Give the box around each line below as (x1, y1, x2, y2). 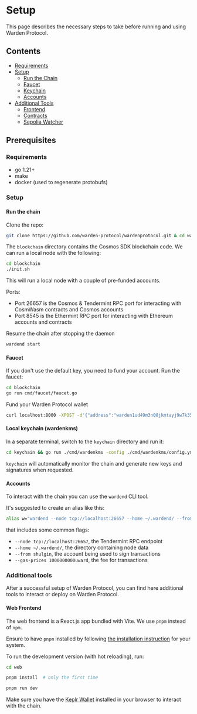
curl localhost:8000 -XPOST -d (6, 413, 83, 419)
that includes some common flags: (6, 526, 90, 533)
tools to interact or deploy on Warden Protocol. (6, 591, 119, 598)
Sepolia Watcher (23, 118, 63, 125)
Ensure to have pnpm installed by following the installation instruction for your (6, 635, 191, 642)
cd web (6, 664, 22, 670)
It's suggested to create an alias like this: (6, 504, 104, 512)
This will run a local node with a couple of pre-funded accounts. (6, 277, 161, 284)
